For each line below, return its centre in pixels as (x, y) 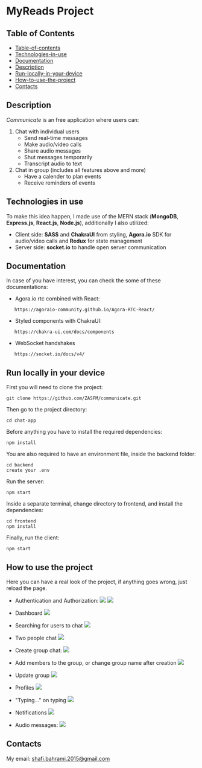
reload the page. (27, 588)
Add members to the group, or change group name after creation (96, 663)
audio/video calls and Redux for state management (79, 241)
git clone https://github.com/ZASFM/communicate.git (74, 398)
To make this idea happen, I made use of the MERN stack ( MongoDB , (93, 216)
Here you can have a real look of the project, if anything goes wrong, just (97, 582)
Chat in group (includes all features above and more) (80, 170)
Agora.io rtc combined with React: (57, 299)
